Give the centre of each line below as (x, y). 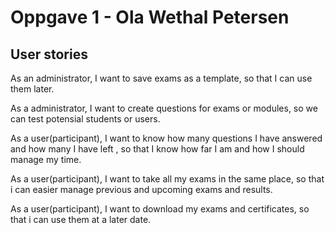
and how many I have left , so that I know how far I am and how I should (157, 149)
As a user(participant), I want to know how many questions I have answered (166, 138)
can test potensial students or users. (85, 119)
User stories (49, 54)
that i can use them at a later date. (81, 219)
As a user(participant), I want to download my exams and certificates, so (160, 209)
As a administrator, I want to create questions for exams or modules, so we (164, 108)
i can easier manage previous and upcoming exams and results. (141, 189)
